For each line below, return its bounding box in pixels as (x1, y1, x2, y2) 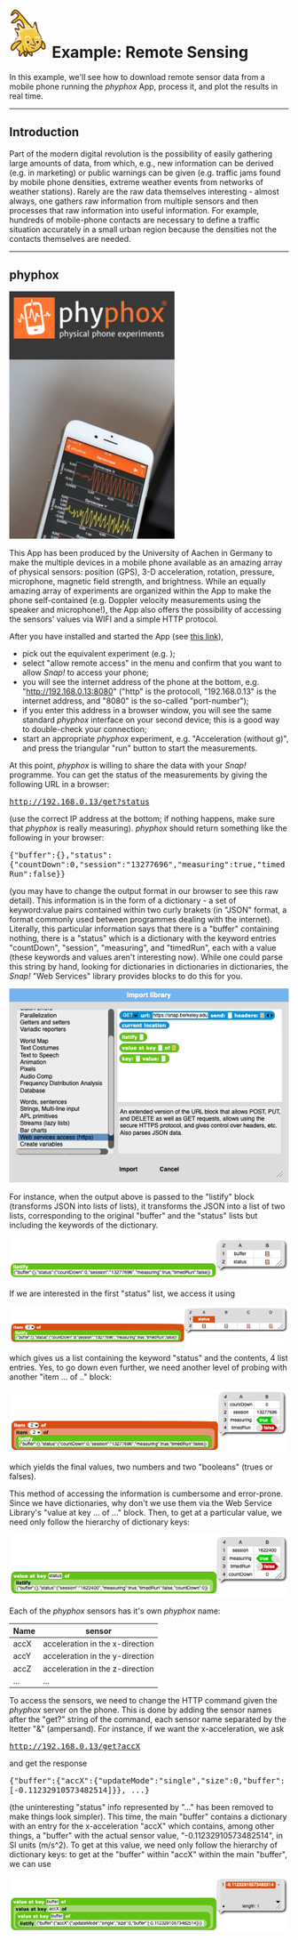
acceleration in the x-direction (43, 1638, 154, 1649)
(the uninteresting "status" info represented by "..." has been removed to (9, 1802, 274, 1813)
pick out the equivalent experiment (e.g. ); (21, 648, 176, 659)
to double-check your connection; (21, 724, 147, 735)
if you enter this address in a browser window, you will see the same (21, 705, 272, 716)
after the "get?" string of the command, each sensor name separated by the (9, 1714, 286, 1725)
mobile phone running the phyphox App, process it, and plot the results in (9, 81, 278, 92)
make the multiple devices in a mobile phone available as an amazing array (9, 557, 283, 568)
